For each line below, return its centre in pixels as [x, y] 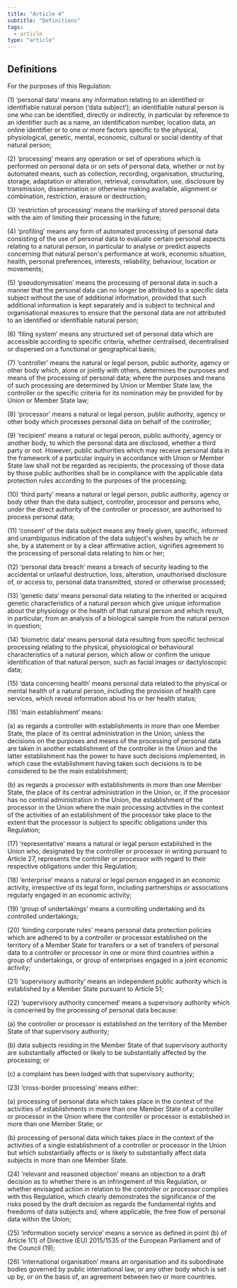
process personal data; [41, 516]
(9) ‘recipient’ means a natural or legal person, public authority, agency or [115, 435]
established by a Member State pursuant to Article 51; [86, 988]
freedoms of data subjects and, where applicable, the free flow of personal [117, 1211]
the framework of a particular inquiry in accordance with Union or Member [116, 458]
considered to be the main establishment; [68, 771]
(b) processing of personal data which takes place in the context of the [111, 1137]
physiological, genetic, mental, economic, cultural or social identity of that [115, 137]
